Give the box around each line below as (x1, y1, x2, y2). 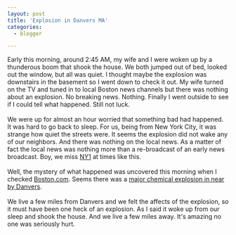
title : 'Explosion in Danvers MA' (7, 17, 109, 24)
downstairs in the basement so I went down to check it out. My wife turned (7, 78, 223, 87)
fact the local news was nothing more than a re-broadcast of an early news (7, 145, 225, 153)
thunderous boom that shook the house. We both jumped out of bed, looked (7, 63, 227, 71)
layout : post (7, 10, 46, 18)
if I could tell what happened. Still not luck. (7, 100, 130, 109)
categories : (7, 23, 42, 30)
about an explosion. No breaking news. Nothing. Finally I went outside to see (7, 93, 229, 101)
